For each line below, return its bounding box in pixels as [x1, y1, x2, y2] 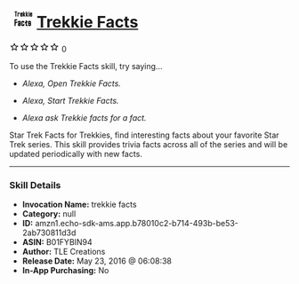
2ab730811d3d [21, 227, 77, 238]
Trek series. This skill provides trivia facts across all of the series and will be [9, 138, 288, 149]
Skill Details [9, 178, 61, 191]
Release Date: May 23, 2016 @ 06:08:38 [21, 256, 172, 266]
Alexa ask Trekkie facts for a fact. [21, 112, 147, 122]
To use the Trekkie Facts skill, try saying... [9, 60, 163, 71]
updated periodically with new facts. [9, 148, 142, 159]
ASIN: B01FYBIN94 [21, 237, 93, 248]
